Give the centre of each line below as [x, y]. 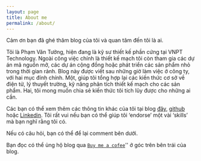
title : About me [27, 18]
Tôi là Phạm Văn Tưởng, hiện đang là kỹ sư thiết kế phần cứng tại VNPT [94, 52]
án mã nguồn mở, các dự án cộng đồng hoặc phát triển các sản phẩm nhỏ [98, 65]
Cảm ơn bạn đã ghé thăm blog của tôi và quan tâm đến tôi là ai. [85, 41]
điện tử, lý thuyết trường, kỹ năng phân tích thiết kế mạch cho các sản [93, 84]
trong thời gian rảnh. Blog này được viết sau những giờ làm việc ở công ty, [98, 71]
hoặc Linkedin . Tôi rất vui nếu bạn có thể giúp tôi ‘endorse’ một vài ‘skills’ [97, 115]
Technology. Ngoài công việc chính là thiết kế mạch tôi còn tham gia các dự [101, 59]
